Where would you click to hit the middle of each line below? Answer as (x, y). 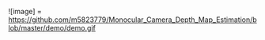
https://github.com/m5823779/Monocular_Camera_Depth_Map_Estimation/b (132, 20)
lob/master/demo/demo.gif (52, 28)
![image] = (25, 11)
